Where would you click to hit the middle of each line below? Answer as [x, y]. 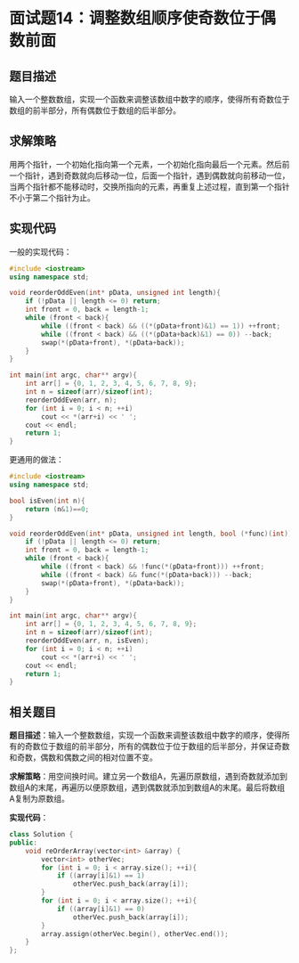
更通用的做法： [36, 460]
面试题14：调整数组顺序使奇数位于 [135, 18]
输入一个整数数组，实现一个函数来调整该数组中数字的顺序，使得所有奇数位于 [149, 99]
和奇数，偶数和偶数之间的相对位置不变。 [83, 757]
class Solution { [41, 835]
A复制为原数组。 [39, 799]
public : [24, 843]
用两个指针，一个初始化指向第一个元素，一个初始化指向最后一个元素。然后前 [149, 164]
